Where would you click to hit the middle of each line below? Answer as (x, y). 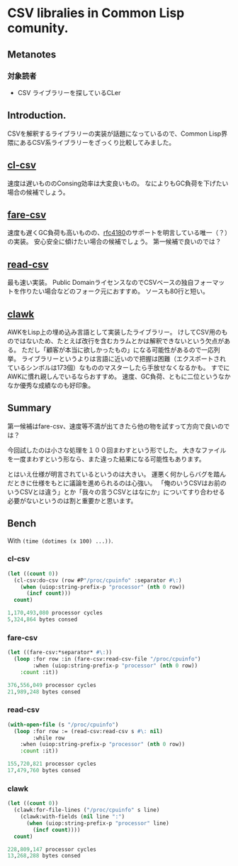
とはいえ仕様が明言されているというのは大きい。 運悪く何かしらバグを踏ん (117, 474)
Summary (29, 408)
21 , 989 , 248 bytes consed (44, 692)
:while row (49, 738)
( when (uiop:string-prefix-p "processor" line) (98, 823)
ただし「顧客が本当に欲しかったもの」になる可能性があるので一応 (117, 350)
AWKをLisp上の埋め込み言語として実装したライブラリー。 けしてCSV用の (114, 332)
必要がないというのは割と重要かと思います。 (72, 500)
